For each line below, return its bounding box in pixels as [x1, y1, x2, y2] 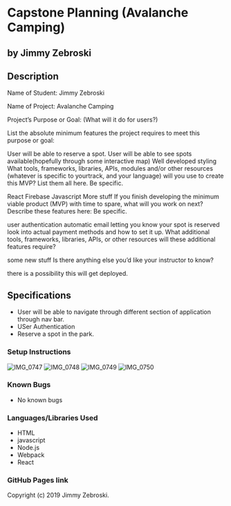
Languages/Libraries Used [7, 413, 98, 422]
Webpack [17, 451, 45, 459]
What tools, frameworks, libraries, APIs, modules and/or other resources [7, 165, 213, 173]
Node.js [17, 444, 40, 452]
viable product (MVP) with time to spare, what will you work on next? [7, 200, 203, 208]
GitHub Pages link [7, 476, 68, 485]
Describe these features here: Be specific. [7, 207, 127, 216]
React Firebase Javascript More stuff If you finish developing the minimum [7, 192, 219, 201]
